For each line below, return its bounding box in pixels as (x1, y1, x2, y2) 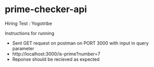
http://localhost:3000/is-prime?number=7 (12, 51, 101, 57)
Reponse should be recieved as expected (12, 56, 100, 62)
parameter (12, 45, 34, 51)
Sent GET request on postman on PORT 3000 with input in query (12, 40, 149, 46)
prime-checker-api (5, 4, 87, 15)
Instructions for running (5, 30, 55, 36)
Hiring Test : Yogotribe (5, 20, 52, 26)
